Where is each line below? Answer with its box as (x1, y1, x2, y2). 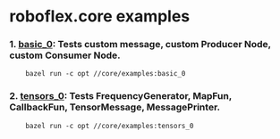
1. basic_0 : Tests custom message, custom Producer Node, (9, 38, 271, 51)
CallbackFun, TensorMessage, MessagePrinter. (9, 101, 221, 113)
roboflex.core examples (9, 6, 191, 27)
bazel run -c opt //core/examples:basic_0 (25, 69, 186, 78)
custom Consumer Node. (9, 49, 121, 61)
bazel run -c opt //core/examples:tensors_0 (25, 121, 194, 130)
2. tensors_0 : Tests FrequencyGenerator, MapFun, (9, 90, 233, 102)
